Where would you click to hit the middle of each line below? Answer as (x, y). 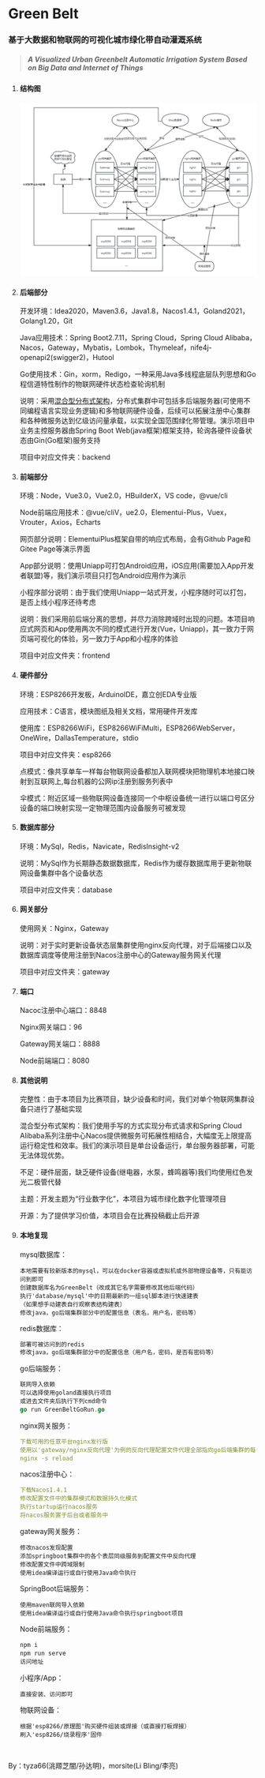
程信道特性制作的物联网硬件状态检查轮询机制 (92, 384)
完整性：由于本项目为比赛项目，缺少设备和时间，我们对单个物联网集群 (134, 1099)
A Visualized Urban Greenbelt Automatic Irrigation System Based (137, 59)
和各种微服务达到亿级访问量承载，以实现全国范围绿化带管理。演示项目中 (137, 421)
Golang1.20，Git (46, 321)
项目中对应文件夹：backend (65, 457)
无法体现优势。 (44, 1155)
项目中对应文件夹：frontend (65, 655)
